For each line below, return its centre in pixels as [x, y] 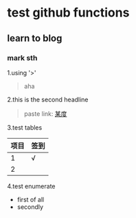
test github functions [68, 13]
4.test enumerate [31, 186]
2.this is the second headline [48, 99]
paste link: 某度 [45, 113]
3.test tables [25, 127]
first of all [31, 199]
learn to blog [35, 38]
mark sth [22, 58]
